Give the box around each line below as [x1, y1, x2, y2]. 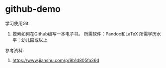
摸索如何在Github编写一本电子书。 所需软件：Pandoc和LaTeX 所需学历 [12, 31, 157, 36]
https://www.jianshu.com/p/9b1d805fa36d [12, 57, 99, 63]
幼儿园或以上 [21, 37, 48, 43]
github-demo [5, 3, 61, 15]
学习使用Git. [5, 20, 30, 26]
